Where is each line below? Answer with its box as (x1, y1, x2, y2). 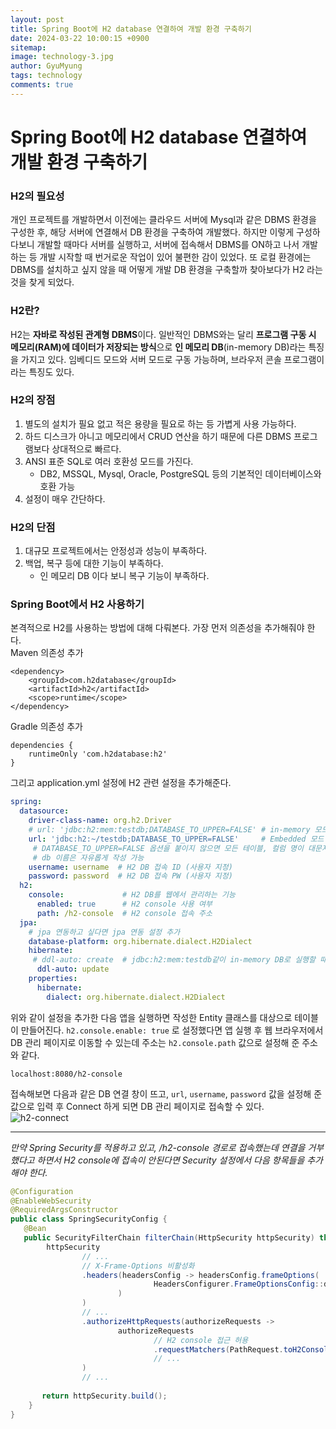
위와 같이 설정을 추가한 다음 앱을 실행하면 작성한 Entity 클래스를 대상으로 (10, 1011, 293, 1023)
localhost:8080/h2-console (10, 1069, 123, 1079)
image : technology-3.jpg (10, 52, 114, 62)
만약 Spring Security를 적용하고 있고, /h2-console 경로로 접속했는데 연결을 (10, 1141, 306, 1153)
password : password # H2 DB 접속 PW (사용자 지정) (28, 871, 233, 881)
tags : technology (10, 71, 83, 81)
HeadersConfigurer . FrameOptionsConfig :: (153, 1279, 325, 1290)
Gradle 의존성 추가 (10, 721, 83, 733)
